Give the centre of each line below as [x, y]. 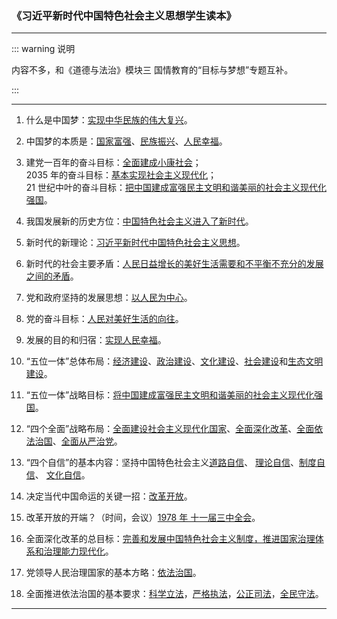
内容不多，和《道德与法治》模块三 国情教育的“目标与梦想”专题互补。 [152, 70]
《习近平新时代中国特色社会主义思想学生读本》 [124, 15]
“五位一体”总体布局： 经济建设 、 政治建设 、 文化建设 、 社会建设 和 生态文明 [174, 361]
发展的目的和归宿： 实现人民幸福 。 [96, 340]
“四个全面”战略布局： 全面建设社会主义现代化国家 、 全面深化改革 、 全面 [170, 429]
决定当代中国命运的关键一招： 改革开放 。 [109, 496]
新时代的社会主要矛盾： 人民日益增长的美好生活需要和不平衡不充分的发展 [174, 264]
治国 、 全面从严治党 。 [78, 441]
